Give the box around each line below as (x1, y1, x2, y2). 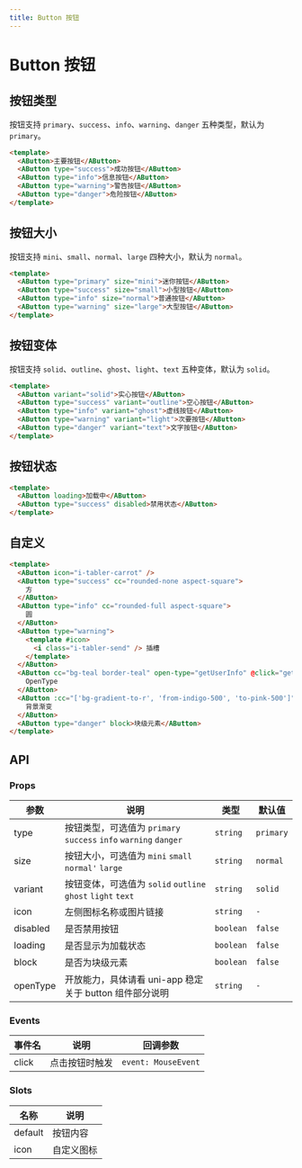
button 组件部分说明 (84, 986, 169, 999)
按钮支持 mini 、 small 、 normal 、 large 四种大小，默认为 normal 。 (9, 251, 247, 262)
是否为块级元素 (64, 956, 129, 968)
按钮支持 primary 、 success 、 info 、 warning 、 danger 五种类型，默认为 (9, 119, 265, 130)
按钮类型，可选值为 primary (64, 821, 182, 833)
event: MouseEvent (121, 1057, 200, 1067)
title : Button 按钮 (9, 13, 80, 22)
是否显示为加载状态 (64, 939, 147, 952)
